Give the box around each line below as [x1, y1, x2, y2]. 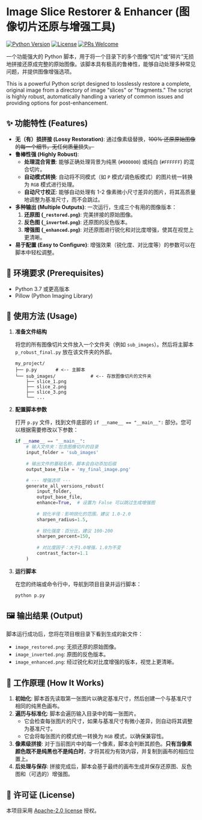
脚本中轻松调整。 [14, 248, 58, 256]
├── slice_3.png [26, 389, 67, 396]
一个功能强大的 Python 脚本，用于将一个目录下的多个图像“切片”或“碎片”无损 [6, 53, 194, 60]
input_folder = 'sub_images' [26, 450, 99, 456]
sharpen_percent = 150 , [37, 533, 91, 540]
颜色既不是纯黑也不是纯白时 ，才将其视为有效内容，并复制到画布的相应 [14, 748, 189, 755]
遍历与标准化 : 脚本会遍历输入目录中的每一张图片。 [14, 710, 139, 717]
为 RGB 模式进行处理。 [23, 181, 78, 188]
